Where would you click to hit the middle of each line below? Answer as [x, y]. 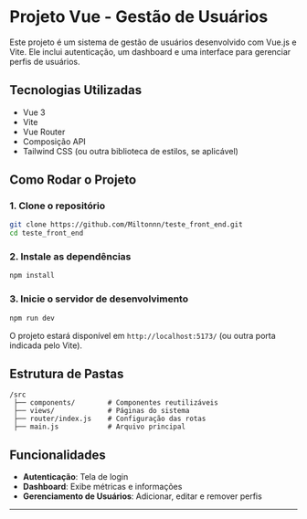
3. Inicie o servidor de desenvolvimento [99, 299]
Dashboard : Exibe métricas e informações [102, 487]
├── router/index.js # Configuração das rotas [110, 419]
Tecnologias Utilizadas [76, 90]
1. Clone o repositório [58, 206]
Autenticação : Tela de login [75, 477]
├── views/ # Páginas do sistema [101, 411]
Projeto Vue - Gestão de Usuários [139, 17]
